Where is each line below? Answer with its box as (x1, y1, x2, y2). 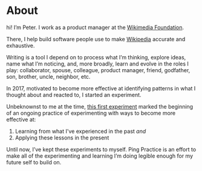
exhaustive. (6, 42, 35, 49)
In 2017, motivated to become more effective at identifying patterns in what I (6, 84, 196, 92)
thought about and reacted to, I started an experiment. (6, 91, 142, 98)
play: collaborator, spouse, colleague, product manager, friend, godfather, (6, 66, 191, 73)
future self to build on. (6, 158, 62, 166)
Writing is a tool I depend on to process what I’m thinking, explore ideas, (6, 53, 186, 61)
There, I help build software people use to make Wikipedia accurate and (6, 35, 186, 42)
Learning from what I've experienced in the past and (15, 127, 146, 135)
